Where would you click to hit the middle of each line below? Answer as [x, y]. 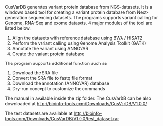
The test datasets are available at [39, 113]
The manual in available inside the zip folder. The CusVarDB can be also [78, 98]
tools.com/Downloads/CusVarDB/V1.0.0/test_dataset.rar [62, 118]
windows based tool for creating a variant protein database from [71, 12]
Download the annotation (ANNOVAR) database [61, 83]
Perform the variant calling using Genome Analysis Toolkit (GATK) [79, 43]
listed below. [18, 28]
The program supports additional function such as [56, 63]
